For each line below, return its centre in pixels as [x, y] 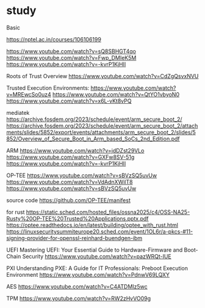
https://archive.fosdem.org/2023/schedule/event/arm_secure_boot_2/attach [102, 125]
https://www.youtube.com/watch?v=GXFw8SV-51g [70, 157]
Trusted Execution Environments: [48, 88]
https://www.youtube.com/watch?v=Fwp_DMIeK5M [71, 57]
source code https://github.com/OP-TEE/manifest [69, 200]
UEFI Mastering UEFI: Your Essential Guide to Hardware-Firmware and [95, 250]
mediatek [18, 112]
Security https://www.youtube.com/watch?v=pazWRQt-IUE [97, 256]
